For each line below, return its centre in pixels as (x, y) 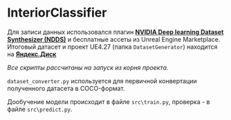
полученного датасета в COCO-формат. (66, 88)
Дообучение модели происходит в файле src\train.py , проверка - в (109, 101)
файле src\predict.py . (40, 109)
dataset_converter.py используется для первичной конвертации (102, 80)
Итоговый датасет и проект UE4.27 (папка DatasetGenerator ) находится (112, 46)
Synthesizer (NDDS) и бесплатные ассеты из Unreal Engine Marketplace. (114, 39)
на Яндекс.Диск (32, 54)
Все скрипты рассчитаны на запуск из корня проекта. (88, 67)
